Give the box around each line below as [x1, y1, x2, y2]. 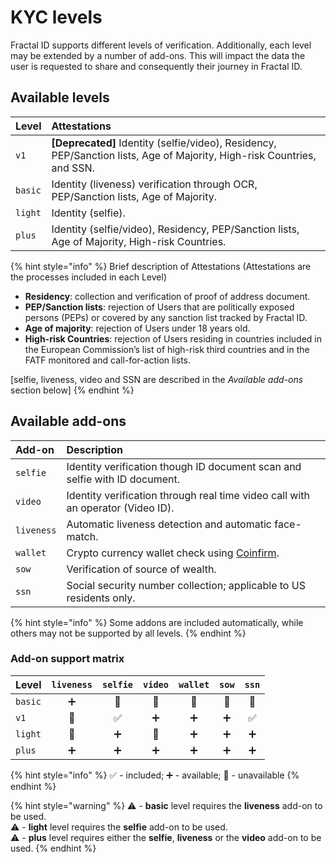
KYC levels [10, 6, 103, 29]
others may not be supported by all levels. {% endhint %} [10, 627, 247, 639]
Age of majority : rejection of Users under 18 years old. [24, 322, 251, 334]
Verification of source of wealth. [66, 562, 217, 576]
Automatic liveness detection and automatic [66, 517, 272, 531]
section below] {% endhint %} [10, 384, 135, 396]
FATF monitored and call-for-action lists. [24, 354, 192, 366]
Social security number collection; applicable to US [66, 578, 306, 592]
